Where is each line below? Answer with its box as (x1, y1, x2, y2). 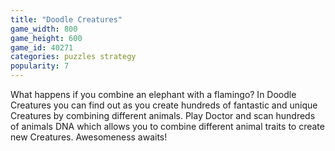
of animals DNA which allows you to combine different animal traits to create (10, 121, 325, 132)
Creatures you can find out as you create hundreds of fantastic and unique (10, 99, 318, 111)
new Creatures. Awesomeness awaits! (10, 131, 168, 143)
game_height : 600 (10, 33, 83, 43)
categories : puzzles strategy (10, 52, 137, 62)
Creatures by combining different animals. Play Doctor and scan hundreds (10, 110, 316, 121)
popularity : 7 (10, 61, 70, 71)
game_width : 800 (10, 24, 78, 34)
